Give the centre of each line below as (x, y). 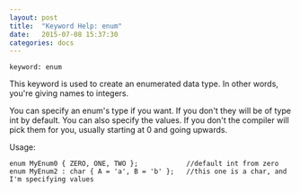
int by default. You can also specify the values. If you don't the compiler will (149, 120)
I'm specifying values (52, 180)
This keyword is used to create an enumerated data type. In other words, (144, 84)
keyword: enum (36, 67)
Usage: (22, 147)
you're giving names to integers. (69, 93)
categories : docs (42, 43)
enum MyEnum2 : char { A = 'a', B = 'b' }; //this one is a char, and (148, 171)
